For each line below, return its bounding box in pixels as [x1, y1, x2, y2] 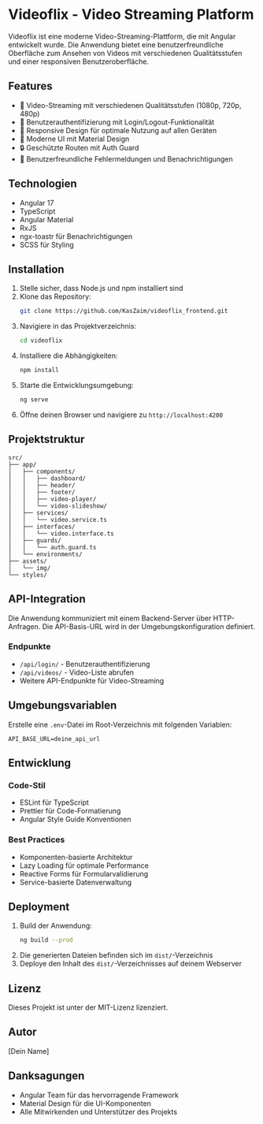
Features [8, 80, 53, 93]
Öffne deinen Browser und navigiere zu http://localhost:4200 [19, 410, 223, 419]
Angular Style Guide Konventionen [19, 814, 131, 824]
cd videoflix [19, 337, 63, 344]
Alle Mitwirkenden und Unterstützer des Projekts [19, 1107, 178, 1116]
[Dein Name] [8, 1046, 50, 1055]
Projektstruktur [8, 433, 85, 446]
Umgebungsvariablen [8, 699, 117, 713]
